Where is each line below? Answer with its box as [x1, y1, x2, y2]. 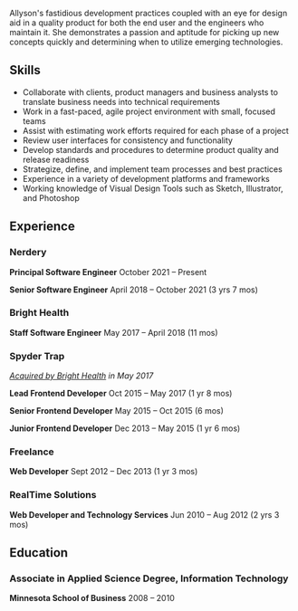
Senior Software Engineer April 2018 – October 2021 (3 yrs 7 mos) [9, 284, 258, 295]
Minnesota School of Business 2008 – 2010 [9, 593, 175, 604]
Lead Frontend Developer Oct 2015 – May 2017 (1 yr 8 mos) [9, 388, 233, 399]
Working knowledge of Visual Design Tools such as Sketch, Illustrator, [22, 183, 284, 194]
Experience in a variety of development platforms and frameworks [22, 173, 270, 184]
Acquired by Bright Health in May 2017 [9, 370, 154, 381]
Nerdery [9, 246, 47, 259]
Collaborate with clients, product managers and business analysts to [22, 86, 279, 98]
